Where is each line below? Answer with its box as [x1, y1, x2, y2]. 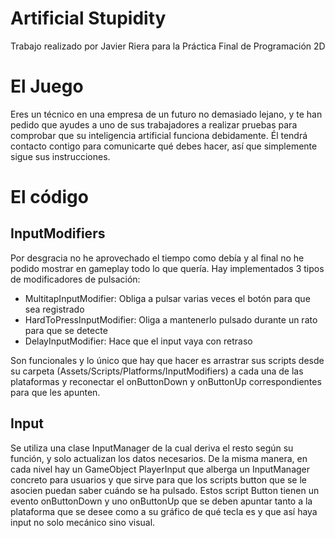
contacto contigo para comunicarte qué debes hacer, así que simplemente [10, 140, 318, 152]
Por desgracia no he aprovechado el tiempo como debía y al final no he [10, 252, 305, 264]
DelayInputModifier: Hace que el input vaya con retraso [24, 335, 253, 347]
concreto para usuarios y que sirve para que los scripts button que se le [10, 473, 308, 486]
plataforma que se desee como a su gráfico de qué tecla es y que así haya [10, 505, 318, 517]
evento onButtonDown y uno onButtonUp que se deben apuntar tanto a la [10, 495, 313, 507]
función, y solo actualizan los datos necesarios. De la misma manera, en [10, 452, 308, 464]
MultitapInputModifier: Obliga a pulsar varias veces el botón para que [24, 292, 311, 304]
